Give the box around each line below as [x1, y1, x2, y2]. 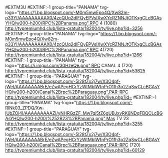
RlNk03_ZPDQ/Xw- [5, 105, 44, 111]
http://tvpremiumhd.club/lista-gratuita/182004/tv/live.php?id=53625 [5, 68, 146, 74]
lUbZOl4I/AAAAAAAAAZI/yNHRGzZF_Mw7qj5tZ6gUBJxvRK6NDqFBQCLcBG [5, 110, 163, 116]
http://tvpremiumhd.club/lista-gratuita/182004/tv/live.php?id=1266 [5, 52, 142, 58]
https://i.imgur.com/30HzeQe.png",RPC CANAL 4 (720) [19, 62, 133, 68]
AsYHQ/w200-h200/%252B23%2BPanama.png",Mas [5, 116, 115, 121]
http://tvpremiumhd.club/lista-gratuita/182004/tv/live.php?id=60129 [5, 147, 145, 153]
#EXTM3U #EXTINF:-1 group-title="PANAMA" [5, 4, 99, 10]
